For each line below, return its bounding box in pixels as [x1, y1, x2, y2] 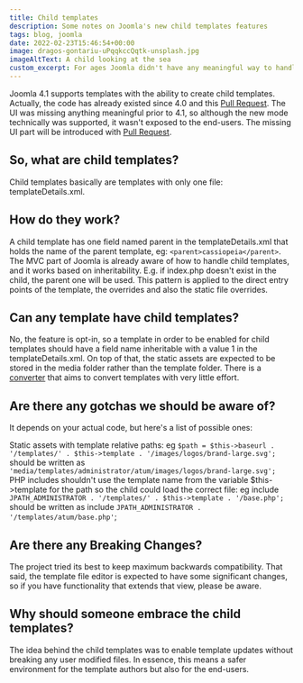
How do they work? [9, 213, 121, 228]
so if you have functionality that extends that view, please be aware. [9, 580, 262, 591]
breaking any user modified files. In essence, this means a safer [9, 654, 247, 665]
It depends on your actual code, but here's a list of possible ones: [9, 423, 252, 433]
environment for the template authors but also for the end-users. [9, 663, 250, 674]
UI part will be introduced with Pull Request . [9, 126, 172, 137]
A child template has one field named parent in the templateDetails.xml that [9, 236, 289, 247]
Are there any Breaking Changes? [9, 537, 203, 552]
